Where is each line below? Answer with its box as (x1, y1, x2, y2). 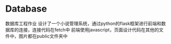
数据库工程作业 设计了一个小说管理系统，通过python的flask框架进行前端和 (5, 20, 162, 26)
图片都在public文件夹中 (18, 33, 68, 39)
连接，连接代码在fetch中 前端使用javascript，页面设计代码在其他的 (18, 26, 159, 33)
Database (5, 3, 47, 15)
